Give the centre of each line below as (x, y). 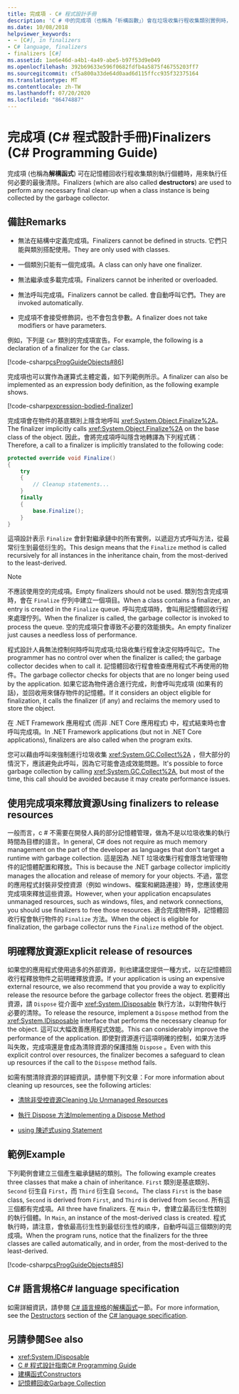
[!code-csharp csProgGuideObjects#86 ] (66, 362)
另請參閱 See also (46, 1340)
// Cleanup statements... (71, 484)
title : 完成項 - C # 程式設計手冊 (52, 14)
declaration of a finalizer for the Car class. (69, 348)
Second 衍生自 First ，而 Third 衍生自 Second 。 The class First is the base (115, 1191)
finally (31, 498)
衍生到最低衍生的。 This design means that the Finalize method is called (120, 548)
